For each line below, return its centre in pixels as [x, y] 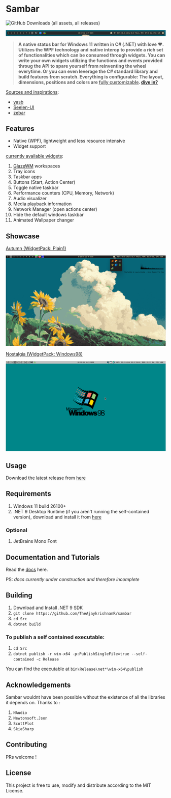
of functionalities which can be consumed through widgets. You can [92, 55]
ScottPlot [24, 724]
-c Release [47, 659]
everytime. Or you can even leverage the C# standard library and [88, 71]
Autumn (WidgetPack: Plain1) [36, 249]
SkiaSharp [24, 729]
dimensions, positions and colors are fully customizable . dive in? [88, 82]
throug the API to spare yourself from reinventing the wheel [82, 66]
